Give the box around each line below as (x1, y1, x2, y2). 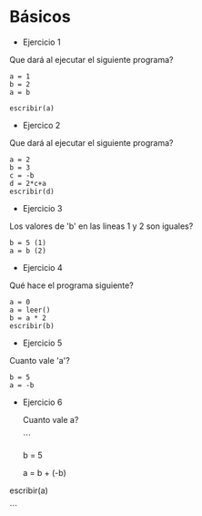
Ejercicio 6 (22, 397, 63, 408)
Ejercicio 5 (22, 337, 63, 348)
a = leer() (9, 305, 51, 315)
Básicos (9, 6, 71, 27)
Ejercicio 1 (22, 36, 61, 47)
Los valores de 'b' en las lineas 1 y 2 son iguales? (9, 221, 194, 232)
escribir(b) (9, 321, 55, 330)
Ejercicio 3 (22, 202, 63, 213)
